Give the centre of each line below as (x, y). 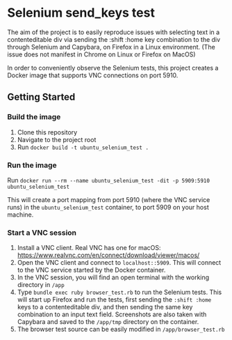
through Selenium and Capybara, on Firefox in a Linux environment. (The (111, 47)
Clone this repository (47, 132)
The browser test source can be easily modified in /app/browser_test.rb (121, 330)
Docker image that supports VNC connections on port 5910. (93, 75)
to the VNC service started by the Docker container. (91, 270)
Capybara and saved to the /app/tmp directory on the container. (108, 322)
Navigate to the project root (57, 139)
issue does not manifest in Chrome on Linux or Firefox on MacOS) (101, 54)
